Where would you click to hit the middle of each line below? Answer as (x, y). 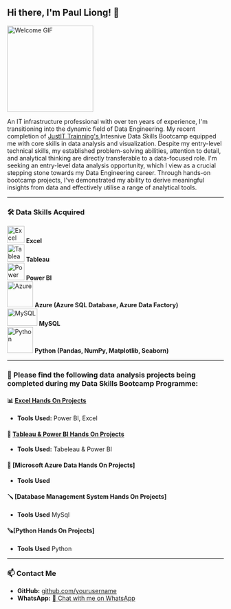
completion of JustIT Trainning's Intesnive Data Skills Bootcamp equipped (112, 136)
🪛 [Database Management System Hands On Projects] (87, 497)
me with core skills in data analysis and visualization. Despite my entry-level (114, 143)
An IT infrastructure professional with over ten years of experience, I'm (108, 121)
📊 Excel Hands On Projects (47, 400)
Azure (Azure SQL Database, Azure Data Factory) (106, 305)
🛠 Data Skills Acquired (46, 212)
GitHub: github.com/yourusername (67, 591)
